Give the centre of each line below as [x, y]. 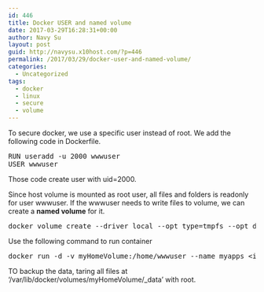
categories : [27, 67]
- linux [28, 96]
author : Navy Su [35, 37]
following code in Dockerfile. [55, 141]
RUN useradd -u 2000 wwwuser [64, 156]
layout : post [29, 45]
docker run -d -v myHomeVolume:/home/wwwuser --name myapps [126, 256]
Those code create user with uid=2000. [72, 179]
